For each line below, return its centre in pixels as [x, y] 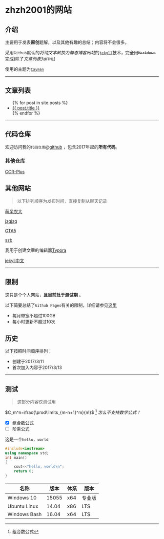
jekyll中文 [15, 260]
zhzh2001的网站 [39, 10]
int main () [16, 457]
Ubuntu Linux [23, 506]
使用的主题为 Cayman [24, 69]
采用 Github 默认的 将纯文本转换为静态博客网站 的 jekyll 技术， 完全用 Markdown [81, 53]
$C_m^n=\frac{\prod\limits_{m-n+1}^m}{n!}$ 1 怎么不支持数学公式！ [73, 412]
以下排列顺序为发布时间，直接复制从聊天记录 [62, 201]
